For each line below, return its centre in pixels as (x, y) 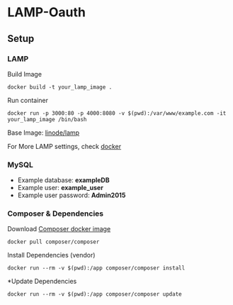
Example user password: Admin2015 (72, 195)
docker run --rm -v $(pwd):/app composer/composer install (96, 268)
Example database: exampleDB (63, 180)
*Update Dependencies (42, 282)
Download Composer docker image (59, 229)
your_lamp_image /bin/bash (47, 119)
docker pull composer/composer (53, 242)
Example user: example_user (61, 188)
